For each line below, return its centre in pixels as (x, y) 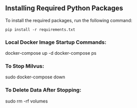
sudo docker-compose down (35, 77)
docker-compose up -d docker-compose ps (51, 53)
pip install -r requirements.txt (40, 30)
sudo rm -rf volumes (26, 101)
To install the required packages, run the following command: (69, 20)
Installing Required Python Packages (64, 8)
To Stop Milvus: (25, 66)
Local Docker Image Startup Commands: (56, 42)
